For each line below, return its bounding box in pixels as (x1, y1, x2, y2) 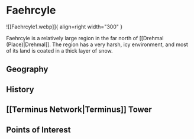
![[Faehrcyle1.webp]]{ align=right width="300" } (6, 23, 123, 30)
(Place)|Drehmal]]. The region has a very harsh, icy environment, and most (6, 41, 188, 48)
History (6, 84, 34, 95)
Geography (6, 64, 48, 75)
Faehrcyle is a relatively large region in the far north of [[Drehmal (6, 34, 164, 41)
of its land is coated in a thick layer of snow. (6, 47, 113, 54)
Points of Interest (6, 125, 71, 135)
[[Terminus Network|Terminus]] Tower (6, 105, 152, 115)
